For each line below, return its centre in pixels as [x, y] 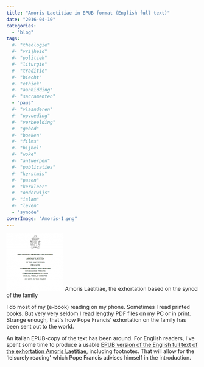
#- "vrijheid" [30, 52]
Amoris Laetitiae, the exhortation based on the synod [131, 288]
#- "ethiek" [27, 84]
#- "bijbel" [27, 148]
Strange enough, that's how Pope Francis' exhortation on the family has [96, 319]
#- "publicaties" [34, 167]
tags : [13, 39]
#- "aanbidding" [32, 90]
